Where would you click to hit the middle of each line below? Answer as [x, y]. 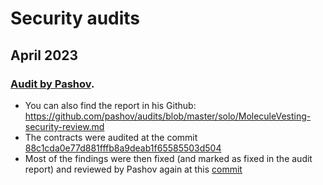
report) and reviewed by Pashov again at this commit [133, 169]
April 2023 [44, 55]
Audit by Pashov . [52, 84]
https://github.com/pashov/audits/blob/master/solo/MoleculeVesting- [168, 116]
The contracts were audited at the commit [111, 137]
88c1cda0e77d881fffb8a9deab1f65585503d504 [123, 148]
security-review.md [64, 126]
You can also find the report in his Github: [110, 105]
